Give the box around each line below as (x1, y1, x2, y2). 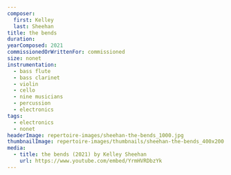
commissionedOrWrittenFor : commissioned (7, 49, 126, 56)
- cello (13, 87, 36, 94)
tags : (7, 112, 23, 119)
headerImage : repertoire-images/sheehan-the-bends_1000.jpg (7, 132, 185, 138)
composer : (7, 10, 36, 17)
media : (7, 145, 26, 152)
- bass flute (13, 68, 51, 74)
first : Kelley (13, 17, 54, 23)
